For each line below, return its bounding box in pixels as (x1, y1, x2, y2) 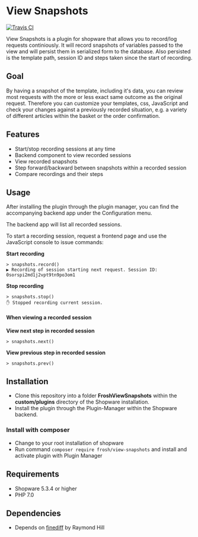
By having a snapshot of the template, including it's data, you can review (6, 87, 184, 94)
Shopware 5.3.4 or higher (14, 485, 77, 492)
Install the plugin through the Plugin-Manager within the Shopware (14, 405, 177, 412)
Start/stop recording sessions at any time (14, 145, 116, 152)
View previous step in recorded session (6, 349, 106, 356)
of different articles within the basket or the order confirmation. (6, 112, 160, 119)
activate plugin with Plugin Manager (14, 452, 103, 459)
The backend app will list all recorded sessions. (6, 221, 122, 228)
